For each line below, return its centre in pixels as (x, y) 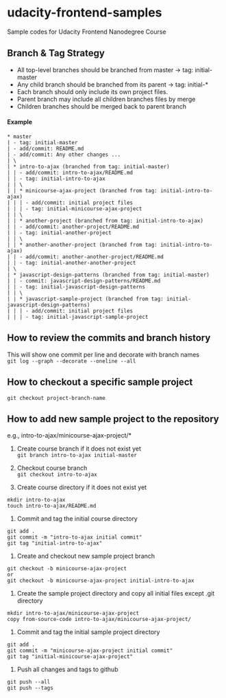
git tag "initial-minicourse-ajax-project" (70, 657)
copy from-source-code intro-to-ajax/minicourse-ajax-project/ (99, 620)
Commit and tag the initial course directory (77, 519)
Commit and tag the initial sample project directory (88, 632)
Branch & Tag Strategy (56, 53)
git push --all (29, 682)
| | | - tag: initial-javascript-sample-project (78, 317)
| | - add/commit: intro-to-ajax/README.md (70, 172)
